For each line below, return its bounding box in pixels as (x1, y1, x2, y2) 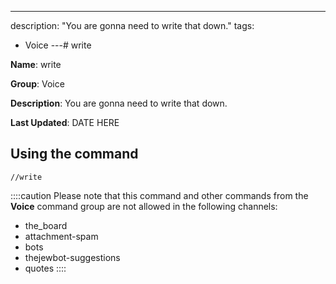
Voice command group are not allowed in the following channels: (10, 200, 278, 212)
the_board (24, 219, 68, 231)
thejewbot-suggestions (24, 251, 121, 263)
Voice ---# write (24, 39, 92, 51)
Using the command (10, 146, 139, 163)
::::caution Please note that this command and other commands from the (10, 189, 309, 201)
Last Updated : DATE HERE (10, 117, 120, 128)
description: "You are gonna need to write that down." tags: (10, 20, 255, 31)
